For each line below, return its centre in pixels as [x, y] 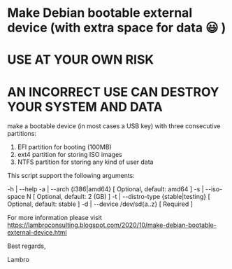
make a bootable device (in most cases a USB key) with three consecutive [114, 126]
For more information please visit [55, 218]
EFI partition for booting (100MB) [64, 147]
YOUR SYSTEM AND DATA [85, 107]
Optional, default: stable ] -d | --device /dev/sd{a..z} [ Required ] [100, 204]
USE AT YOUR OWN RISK [81, 60]
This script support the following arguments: [71, 176]
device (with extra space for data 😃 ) [117, 28]
